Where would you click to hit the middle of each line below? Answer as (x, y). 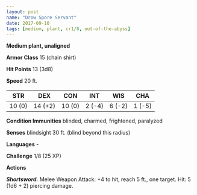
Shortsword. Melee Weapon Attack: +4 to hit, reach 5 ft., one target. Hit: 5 (98, 179)
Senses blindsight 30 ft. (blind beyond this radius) (68, 133)
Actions (16, 168)
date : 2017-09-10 (28, 23)
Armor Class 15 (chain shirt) (41, 57)
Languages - (23, 144)
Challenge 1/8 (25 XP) (34, 156)
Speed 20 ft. (22, 81)
